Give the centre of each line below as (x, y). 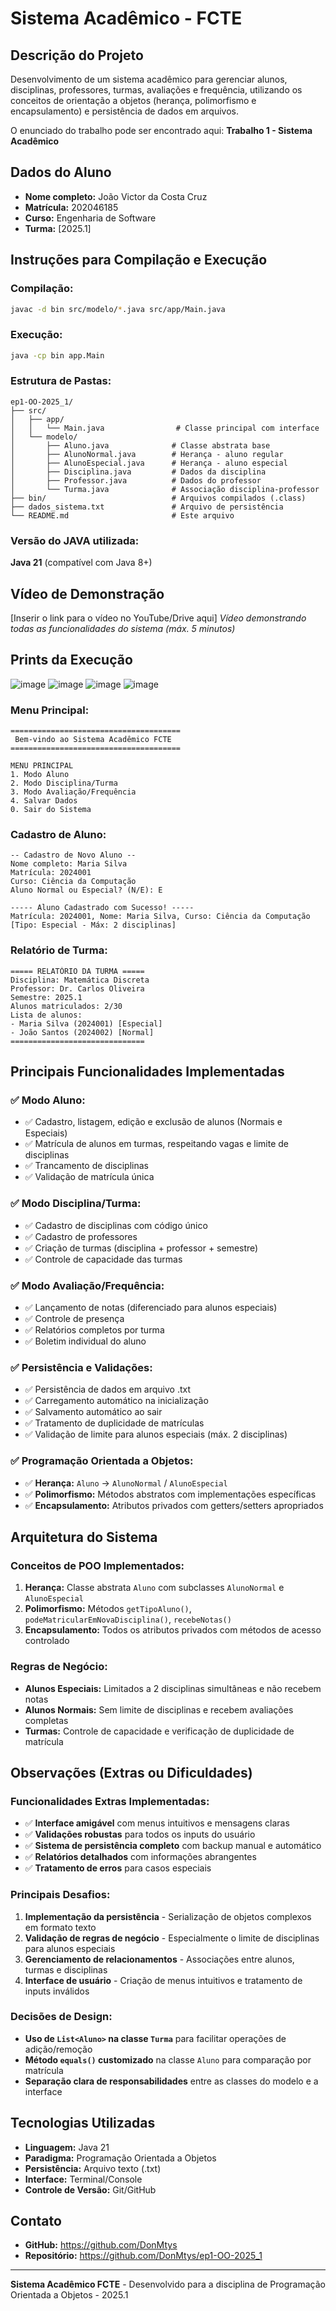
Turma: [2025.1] (58, 228)
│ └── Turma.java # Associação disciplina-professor (165, 489)
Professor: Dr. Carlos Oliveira (77, 988)
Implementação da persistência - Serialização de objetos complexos (168, 1916)
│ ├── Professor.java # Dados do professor (136, 480)
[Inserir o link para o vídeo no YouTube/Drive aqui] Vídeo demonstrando (158, 618)
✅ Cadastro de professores (81, 1236)
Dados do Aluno (61, 172)
